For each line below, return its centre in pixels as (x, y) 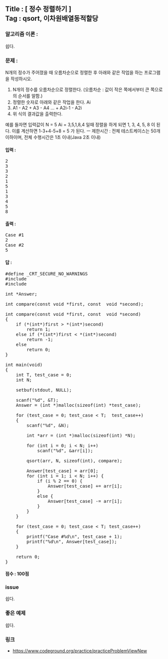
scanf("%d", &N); (48, 425)
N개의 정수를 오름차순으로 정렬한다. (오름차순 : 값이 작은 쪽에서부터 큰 (81, 89)
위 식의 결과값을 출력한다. (38, 114)
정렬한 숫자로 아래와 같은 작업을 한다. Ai (51, 102)
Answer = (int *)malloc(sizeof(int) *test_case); (78, 405)
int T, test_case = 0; (44, 375)
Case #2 (15, 245)
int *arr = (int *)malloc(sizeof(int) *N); (81, 435)
